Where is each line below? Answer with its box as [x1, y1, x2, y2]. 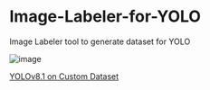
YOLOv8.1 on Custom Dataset [9, 70, 119, 82]
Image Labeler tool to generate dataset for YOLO [9, 36, 191, 47]
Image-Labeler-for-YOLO [9, 6, 202, 27]
